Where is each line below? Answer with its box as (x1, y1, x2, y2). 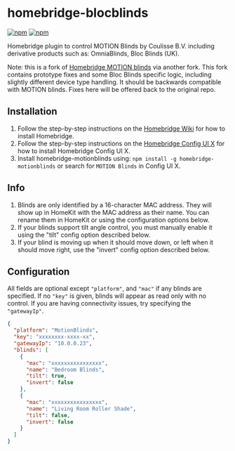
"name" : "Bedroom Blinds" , (25, 366, 105, 373)
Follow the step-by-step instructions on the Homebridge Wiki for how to (17, 124, 226, 133)
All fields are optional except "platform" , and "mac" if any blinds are (7, 285, 202, 293)
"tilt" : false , (25, 412, 71, 419)
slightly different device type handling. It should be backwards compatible (7, 77, 222, 86)
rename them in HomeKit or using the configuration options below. (17, 216, 210, 224)
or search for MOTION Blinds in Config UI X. (57, 162, 181, 170)
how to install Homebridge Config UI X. (17, 146, 131, 155)
